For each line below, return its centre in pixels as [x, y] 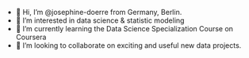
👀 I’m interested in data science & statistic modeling [100, 20]
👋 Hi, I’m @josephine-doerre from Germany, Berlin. [99, 12]
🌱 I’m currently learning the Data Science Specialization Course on [125, 29]
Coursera [31, 37]
